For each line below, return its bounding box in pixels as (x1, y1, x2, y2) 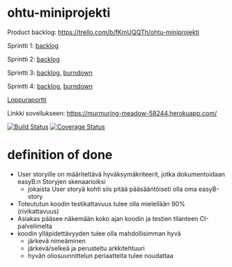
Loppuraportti (7, 96, 47, 104)
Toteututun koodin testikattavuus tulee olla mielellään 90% (17, 199, 186, 208)
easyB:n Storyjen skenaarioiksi (17, 177, 106, 185)
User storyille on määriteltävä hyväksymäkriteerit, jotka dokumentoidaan (17, 169, 225, 178)
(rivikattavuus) (17, 207, 59, 215)
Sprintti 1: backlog (7, 41, 59, 49)
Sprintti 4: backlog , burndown (7, 82, 93, 90)
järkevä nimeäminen (27, 236, 86, 245)
